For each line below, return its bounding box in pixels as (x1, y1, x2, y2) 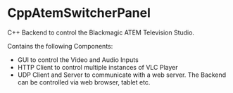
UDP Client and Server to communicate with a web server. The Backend (17, 70, 227, 79)
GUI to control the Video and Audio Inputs (17, 55, 139, 64)
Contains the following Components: (7, 42, 113, 50)
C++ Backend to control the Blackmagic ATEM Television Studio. (7, 28, 195, 37)
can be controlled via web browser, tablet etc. (17, 77, 151, 86)
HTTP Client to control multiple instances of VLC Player (17, 63, 178, 71)
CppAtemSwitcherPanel (7, 5, 151, 21)
